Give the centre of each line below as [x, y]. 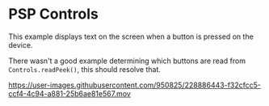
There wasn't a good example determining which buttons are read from [127, 61]
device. [21, 45]
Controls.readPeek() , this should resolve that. [85, 69]
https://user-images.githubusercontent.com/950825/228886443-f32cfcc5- [134, 85]
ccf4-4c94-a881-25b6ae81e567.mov [69, 93]
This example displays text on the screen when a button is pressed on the [131, 36]
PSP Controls [53, 14]
